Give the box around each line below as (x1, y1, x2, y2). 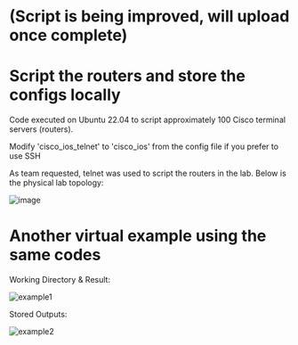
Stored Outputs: (9, 309, 68, 320)
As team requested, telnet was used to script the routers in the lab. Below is (9, 168, 286, 179)
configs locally (9, 85, 122, 105)
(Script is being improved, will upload (9, 6, 290, 27)
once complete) (9, 25, 128, 45)
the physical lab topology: (9, 177, 104, 188)
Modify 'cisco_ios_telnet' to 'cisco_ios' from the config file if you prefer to (9, 141, 278, 152)
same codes (9, 245, 101, 265)
